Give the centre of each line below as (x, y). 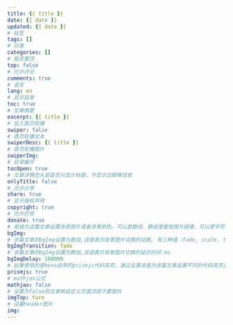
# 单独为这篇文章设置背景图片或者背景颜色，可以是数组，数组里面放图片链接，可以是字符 (116, 226)
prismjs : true (28, 272)
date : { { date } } (32, 20)
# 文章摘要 (21, 110)
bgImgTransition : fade (40, 246)
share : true (24, 194)
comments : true (29, 78)
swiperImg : (23, 156)
